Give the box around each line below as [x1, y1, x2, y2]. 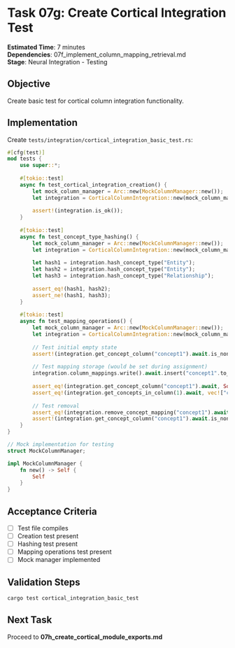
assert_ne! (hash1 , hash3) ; [32, 291, 111, 298]
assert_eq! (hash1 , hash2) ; [32, 285, 111, 292]
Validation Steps [7, 576, 80, 588]
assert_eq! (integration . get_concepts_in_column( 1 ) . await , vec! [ [32, 389, 224, 396]
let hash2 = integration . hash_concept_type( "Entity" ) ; [32, 266, 196, 273]
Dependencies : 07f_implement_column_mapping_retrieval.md [7, 50, 187, 59]
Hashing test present [17, 540, 78, 548]
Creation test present [17, 532, 79, 540]
